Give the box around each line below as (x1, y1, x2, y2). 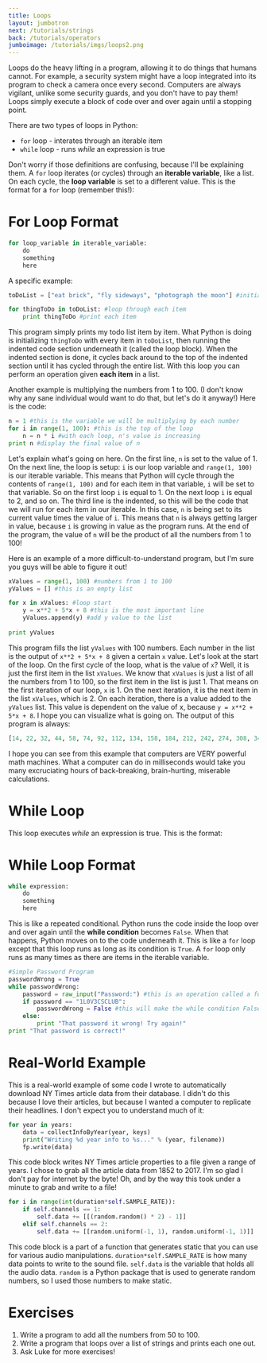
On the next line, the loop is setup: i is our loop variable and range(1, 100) (8, 462, 253, 471)
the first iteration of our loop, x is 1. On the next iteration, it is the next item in (8, 685, 258, 695)
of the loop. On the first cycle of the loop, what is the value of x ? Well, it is (8, 660, 250, 669)
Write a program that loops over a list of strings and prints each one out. (19, 1338, 257, 1348)
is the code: (8, 402, 47, 412)
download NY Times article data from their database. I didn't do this (8, 1088, 230, 1098)
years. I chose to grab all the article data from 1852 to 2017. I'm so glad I (8, 1166, 244, 1175)
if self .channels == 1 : (22, 1206, 102, 1214)
